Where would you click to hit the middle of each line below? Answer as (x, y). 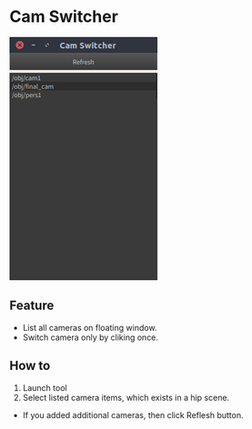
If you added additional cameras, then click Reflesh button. (133, 414)
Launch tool (45, 387)
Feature (32, 306)
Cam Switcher (64, 17)
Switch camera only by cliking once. (91, 337)
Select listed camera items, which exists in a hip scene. (126, 397)
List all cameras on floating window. (90, 327)
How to (30, 366)
